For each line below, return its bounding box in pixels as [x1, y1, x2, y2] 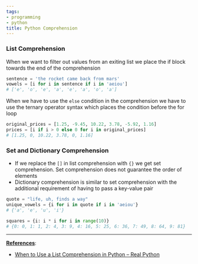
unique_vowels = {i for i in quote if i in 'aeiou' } [6, 201, 138, 207]
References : [6, 240, 37, 247]
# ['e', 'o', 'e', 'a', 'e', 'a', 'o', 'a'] [6, 87, 117, 93]
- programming [6, 14, 41, 20]
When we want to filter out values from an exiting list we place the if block [6, 58, 186, 65]
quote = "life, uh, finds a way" [6, 196, 88, 203]
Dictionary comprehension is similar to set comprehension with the [14, 178, 177, 186]
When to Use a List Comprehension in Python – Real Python [14, 251, 160, 258]
